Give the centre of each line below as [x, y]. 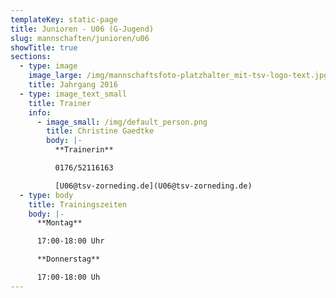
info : [40, 112]
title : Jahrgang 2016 [73, 85]
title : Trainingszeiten [78, 204]
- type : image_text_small [73, 94]
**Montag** [59, 223]
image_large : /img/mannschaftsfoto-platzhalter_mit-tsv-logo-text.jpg [178, 76]
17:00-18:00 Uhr [70, 241]
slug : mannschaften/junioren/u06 [80, 38]
